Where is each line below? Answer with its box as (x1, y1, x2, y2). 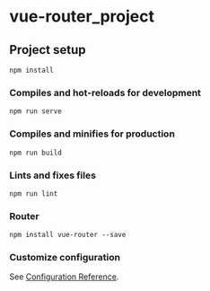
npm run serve (9, 107, 63, 116)
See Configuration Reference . (9, 271, 119, 282)
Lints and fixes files (9, 169, 97, 181)
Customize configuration (9, 251, 121, 264)
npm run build (9, 148, 63, 157)
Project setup (9, 42, 87, 57)
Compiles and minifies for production (9, 128, 175, 140)
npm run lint (9, 189, 58, 198)
